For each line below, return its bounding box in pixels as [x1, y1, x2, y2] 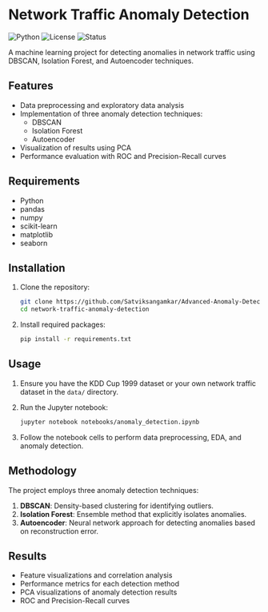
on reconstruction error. [19, 526, 98, 536]
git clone [19, 298, 54, 306]
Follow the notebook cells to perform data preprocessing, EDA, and [19, 432, 242, 442]
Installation [8, 261, 66, 275]
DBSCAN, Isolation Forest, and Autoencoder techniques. [8, 56, 194, 66]
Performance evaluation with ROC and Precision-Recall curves [19, 151, 226, 161]
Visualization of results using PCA [19, 142, 132, 153]
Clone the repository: [19, 282, 90, 292]
